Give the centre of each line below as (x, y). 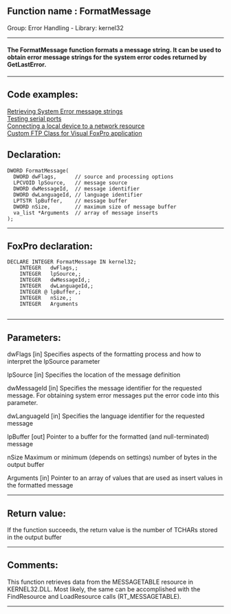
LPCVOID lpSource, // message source (70, 183)
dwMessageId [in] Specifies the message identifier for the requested (104, 388)
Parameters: (34, 337)
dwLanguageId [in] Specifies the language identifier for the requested (106, 416)
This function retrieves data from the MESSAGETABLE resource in (100, 582)
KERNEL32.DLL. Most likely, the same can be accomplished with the (104, 589)
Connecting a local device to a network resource (76, 126)
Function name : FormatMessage (79, 11)
